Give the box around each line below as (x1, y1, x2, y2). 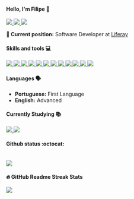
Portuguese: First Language (14, 90, 85, 97)
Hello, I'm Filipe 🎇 (6, 5, 50, 12)
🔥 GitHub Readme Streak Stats (6, 173, 83, 180)
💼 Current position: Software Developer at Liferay (6, 31, 129, 38)
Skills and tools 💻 (6, 45, 52, 52)
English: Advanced (14, 96, 62, 104)
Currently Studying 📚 (6, 110, 61, 118)
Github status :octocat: (6, 140, 65, 147)
